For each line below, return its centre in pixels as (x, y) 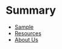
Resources (28, 33)
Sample (24, 27)
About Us (26, 39)
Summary (31, 10)
